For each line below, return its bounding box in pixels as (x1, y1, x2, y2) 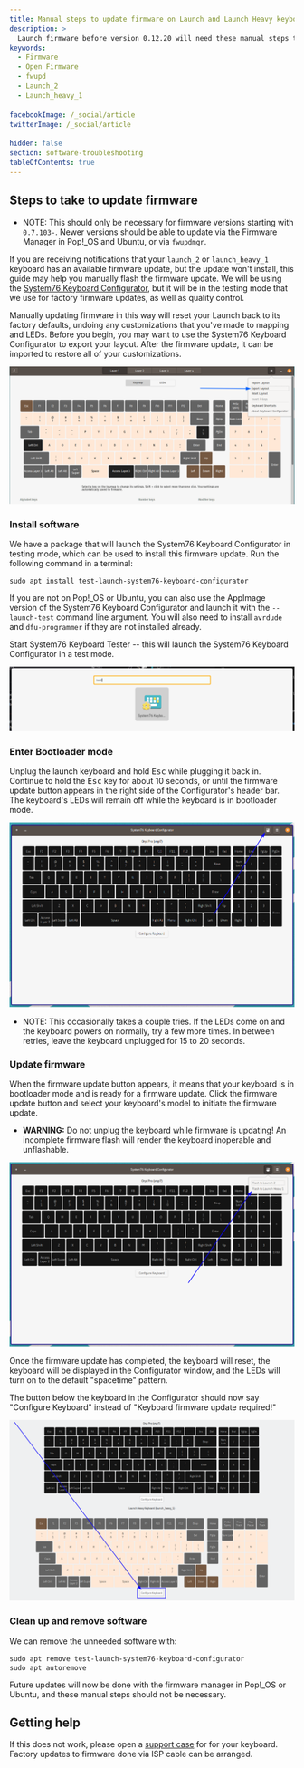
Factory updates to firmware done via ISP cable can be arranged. (9, 1749, 253, 1760)
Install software (9, 517, 80, 530)
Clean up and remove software (9, 1615, 147, 1628)
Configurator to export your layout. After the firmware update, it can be (9, 338, 274, 349)
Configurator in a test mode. (9, 649, 115, 659)
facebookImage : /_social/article (9, 110, 136, 120)
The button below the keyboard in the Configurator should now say (9, 1392, 260, 1404)
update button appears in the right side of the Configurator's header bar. (9, 785, 280, 797)
